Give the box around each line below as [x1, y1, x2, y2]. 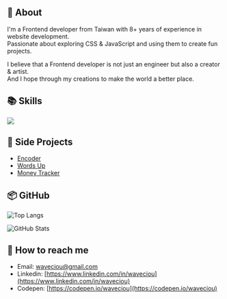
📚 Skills [7, 95, 42, 107]
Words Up [16, 161, 46, 170]
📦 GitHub [7, 190, 50, 201]
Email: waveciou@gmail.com [16, 263, 98, 271]
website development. [7, 32, 70, 40]
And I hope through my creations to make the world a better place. [7, 75, 195, 83]
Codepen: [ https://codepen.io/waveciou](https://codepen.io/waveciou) [16, 285, 217, 293]
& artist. [7, 67, 29, 75]
